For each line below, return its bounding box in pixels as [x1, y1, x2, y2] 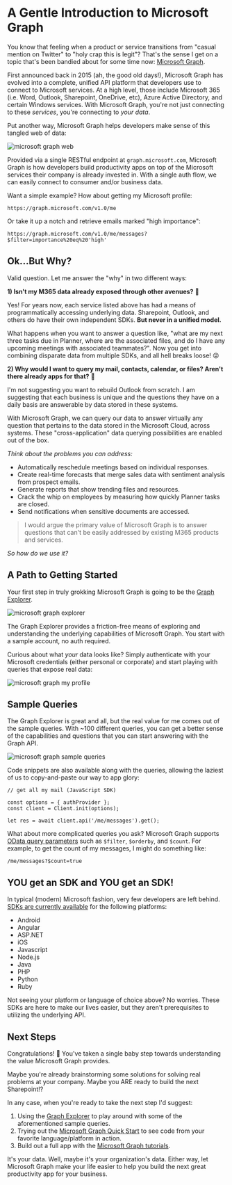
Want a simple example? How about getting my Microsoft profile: [7, 191, 192, 200]
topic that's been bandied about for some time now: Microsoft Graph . [7, 57, 206, 65]
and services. [24, 535, 64, 544]
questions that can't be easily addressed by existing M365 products [24, 528, 219, 536]
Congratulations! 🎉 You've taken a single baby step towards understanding [7, 1049, 221, 1058]
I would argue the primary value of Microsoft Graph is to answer [24, 520, 208, 529]
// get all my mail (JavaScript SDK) [7, 787, 117, 794]
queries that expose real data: [7, 665, 92, 673]
